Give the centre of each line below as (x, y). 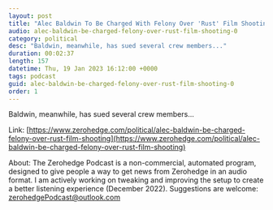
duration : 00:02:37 (41, 54)
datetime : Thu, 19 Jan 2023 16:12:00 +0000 (83, 69)
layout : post (30, 16)
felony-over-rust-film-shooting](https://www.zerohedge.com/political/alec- (134, 139)
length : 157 (28, 62)
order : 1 (23, 91)
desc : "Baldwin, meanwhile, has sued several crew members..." (118, 46)
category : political (43, 39)
